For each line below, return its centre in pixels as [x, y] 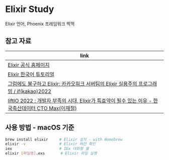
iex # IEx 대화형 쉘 [47, 149]
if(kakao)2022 [34, 91]
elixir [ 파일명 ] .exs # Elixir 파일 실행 [51, 153]
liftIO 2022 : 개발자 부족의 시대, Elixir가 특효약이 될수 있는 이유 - [80, 100]
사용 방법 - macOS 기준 [40, 128]
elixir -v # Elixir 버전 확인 [51, 144]
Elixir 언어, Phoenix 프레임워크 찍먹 [40, 24]
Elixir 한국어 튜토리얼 [31, 74]
